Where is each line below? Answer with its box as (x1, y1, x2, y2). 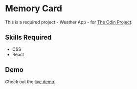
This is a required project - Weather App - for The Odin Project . (5, 19, 133, 25)
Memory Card (5, 3, 63, 14)
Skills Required (5, 33, 52, 42)
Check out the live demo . (5, 79, 56, 85)
